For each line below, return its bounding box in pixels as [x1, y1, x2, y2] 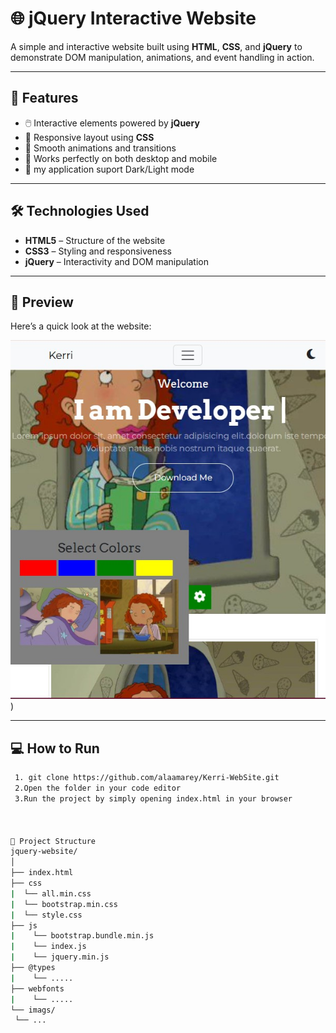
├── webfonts [10, 983, 65, 994]
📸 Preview [10, 293, 74, 311]
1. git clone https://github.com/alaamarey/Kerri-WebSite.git [14, 773, 280, 783]
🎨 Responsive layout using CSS [24, 131, 155, 143]
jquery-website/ [10, 847, 78, 857]
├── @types [10, 963, 56, 973]
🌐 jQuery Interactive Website [10, 7, 257, 30]
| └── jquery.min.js [10, 952, 110, 962]
